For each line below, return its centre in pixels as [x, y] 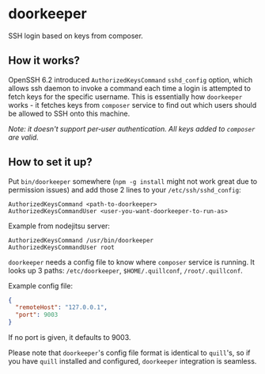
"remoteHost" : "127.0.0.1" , [62, 307]
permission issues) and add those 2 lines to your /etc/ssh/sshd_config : [125, 189]
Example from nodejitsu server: [59, 226]
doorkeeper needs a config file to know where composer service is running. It [132, 261]
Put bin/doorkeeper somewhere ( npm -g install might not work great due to [133, 181]
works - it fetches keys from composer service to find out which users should [132, 105]
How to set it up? [50, 162]
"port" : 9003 [37, 315]
